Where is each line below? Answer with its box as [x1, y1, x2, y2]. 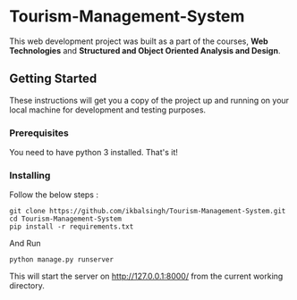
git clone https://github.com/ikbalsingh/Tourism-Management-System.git [9, 207, 286, 216]
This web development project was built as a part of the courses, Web [9, 36, 268, 46]
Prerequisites [9, 127, 69, 139]
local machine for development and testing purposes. [9, 104, 207, 115]
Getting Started [9, 71, 98, 87]
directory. [9, 280, 45, 291]
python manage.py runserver [9, 255, 115, 264]
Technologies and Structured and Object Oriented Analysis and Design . [9, 45, 281, 55]
